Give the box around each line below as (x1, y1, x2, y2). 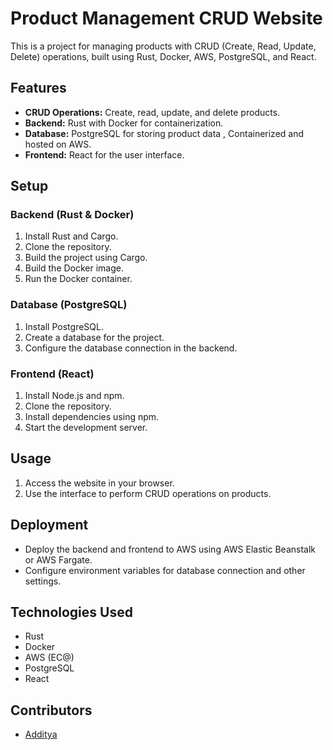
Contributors (10, 702, 93, 719)
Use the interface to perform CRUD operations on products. (24, 487, 272, 499)
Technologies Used (10, 604, 133, 621)
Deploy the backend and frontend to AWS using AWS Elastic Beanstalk (24, 543, 317, 555)
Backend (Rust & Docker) (10, 208, 135, 222)
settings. (24, 575, 62, 587)
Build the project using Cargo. (24, 252, 148, 264)
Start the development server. (24, 422, 148, 434)
